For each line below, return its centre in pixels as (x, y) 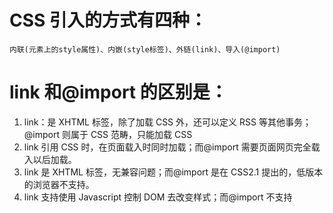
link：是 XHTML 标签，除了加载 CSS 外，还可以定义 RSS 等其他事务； (167, 122)
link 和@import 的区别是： (118, 92)
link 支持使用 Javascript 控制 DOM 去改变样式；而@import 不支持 (158, 197)
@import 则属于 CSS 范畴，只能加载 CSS (108, 134)
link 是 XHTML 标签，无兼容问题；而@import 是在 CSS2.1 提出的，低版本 (173, 172)
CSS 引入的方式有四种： (108, 20)
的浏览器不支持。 (59, 184)
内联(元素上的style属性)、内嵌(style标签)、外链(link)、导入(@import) (145, 49)
